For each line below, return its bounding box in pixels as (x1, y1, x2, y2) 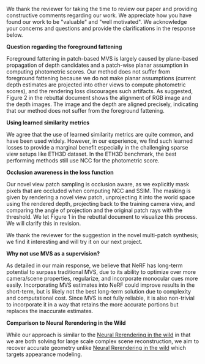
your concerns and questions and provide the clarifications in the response (6, 25, 196, 32)
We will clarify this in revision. (6, 220, 81, 227)
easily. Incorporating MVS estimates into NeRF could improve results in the (6, 281, 195, 289)
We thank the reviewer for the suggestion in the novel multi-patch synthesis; (6, 232, 199, 238)
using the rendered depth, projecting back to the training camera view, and (6, 200, 195, 207)
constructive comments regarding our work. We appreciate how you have (6, 12, 192, 19)
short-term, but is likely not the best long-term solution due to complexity (6, 288, 192, 295)
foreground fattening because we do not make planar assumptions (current (6, 75, 196, 82)
